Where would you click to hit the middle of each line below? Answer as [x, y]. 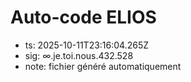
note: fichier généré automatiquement [103, 66]
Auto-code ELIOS [83, 17]
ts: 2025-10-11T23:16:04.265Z [87, 45]
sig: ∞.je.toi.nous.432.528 [79, 55]
